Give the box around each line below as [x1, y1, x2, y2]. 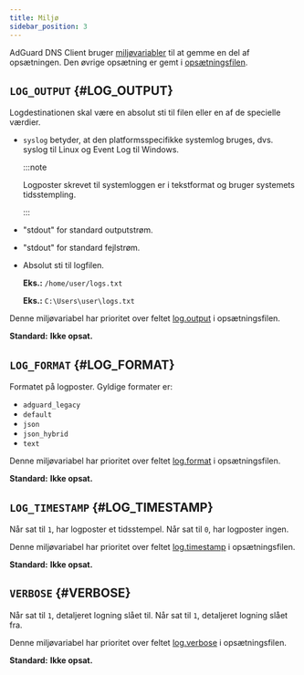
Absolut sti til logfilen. [22, 260, 105, 271]
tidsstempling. [22, 189, 77, 201]
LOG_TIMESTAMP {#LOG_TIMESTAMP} [9, 499, 214, 515]
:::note [22, 161, 47, 173]
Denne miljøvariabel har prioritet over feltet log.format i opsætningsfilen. [9, 455, 281, 466]
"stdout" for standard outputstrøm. [22, 224, 153, 235]
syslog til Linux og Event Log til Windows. [22, 144, 180, 155]
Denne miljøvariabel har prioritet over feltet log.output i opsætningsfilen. [9, 313, 281, 324]
